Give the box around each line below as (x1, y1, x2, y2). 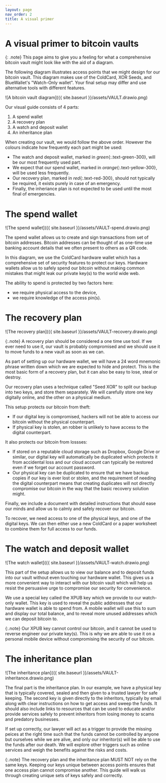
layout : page (5, 7, 32, 12)
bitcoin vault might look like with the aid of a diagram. (5, 60, 114, 65)
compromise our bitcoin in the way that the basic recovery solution (12, 486, 149, 492)
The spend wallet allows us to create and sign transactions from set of (5, 234, 149, 241)
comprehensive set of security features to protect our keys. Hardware (5, 260, 148, 266)
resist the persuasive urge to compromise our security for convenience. (5, 585, 152, 591)
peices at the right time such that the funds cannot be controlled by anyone (5, 731, 159, 737)
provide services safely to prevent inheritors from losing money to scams (5, 711, 155, 717)
